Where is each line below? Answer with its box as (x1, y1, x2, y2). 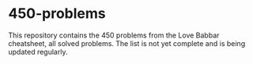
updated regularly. (8, 47, 68, 56)
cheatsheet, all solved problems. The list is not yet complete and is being (8, 38, 246, 48)
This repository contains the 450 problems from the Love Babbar (8, 30, 220, 40)
